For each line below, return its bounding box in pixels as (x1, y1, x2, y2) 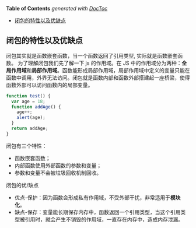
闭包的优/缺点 (6, 181, 39, 188)
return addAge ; (11, 125, 48, 132)
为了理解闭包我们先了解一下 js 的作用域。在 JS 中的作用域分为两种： (17, 59, 182, 66)
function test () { (6, 93, 51, 99)
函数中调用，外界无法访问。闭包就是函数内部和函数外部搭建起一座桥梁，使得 (6, 74, 190, 81)
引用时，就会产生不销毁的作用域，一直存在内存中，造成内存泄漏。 (24, 216, 184, 223)
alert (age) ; (16, 115, 45, 121)
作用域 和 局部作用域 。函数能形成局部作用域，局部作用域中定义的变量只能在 (10, 66, 190, 73)
